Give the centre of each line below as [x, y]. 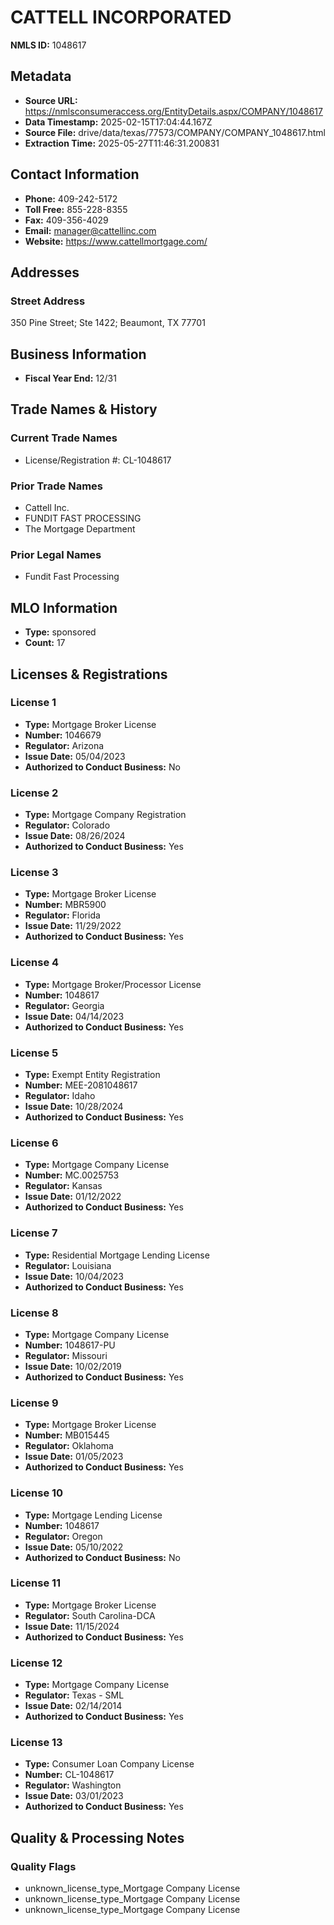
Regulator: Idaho [60, 1096]
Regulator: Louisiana [68, 1265]
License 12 [36, 1663]
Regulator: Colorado [67, 825]
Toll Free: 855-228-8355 [76, 209]
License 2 [34, 793]
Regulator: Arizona [64, 745]
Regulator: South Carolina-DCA [90, 1615]
